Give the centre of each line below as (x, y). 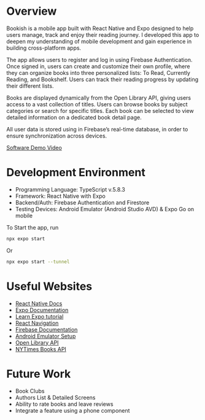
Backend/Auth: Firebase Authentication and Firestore (82, 202)
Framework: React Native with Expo (60, 196)
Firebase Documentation (46, 329)
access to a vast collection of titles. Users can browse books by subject (97, 104)
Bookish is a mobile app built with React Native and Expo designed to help (100, 28)
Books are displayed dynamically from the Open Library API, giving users (99, 98)
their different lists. (30, 86)
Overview (32, 11)
